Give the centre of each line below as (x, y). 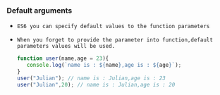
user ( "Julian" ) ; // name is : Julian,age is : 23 (91, 78)
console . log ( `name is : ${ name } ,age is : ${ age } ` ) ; (104, 65)
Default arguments (39, 11)
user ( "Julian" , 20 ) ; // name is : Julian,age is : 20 (96, 84)
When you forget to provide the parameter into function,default (115, 40)
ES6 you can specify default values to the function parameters (113, 27)
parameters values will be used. (66, 46)
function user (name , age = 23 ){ (63, 58)
